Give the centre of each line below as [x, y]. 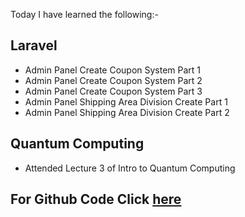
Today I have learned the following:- [84, 14]
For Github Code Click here [96, 199]
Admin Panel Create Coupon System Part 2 [113, 80]
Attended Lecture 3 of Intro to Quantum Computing [130, 168]
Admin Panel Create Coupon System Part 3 [113, 91]
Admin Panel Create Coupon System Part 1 [113, 70]
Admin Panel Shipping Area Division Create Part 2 [127, 112]
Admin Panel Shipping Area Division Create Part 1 [126, 101]
